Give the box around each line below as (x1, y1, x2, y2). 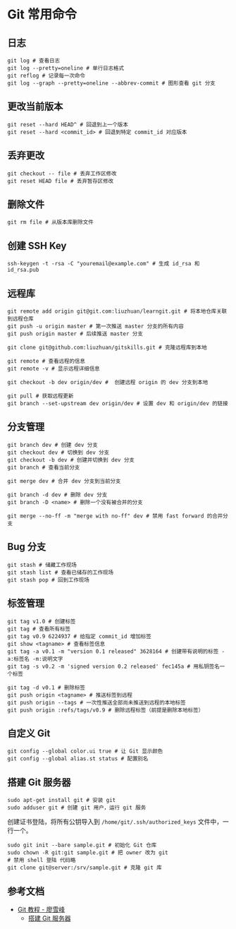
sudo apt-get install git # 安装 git (7, 797, 116, 804)
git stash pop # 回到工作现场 (7, 576, 89, 583)
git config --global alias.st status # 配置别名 (7, 755, 149, 762)
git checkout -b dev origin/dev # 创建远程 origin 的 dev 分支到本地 (7, 379, 209, 386)
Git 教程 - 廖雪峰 (17, 905, 66, 913)
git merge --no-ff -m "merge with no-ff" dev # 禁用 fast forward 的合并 (7, 513, 223, 520)
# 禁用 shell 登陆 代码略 (7, 857, 76, 864)
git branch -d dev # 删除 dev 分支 (7, 491, 108, 498)
